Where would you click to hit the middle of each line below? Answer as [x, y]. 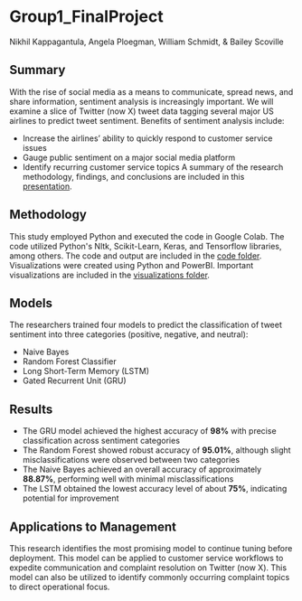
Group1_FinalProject [87, 17]
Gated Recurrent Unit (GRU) [74, 380]
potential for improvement [71, 498]
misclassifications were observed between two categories [131, 460]
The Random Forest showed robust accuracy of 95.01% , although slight [156, 450]
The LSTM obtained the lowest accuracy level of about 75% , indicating [155, 489]
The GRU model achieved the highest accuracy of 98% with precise [150, 431]
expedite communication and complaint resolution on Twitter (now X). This [148, 568]
